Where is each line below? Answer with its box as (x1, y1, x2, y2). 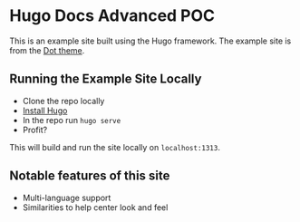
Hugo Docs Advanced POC (9, 5, 216, 26)
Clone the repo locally (22, 95, 105, 106)
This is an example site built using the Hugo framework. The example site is (9, 35, 292, 46)
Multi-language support (22, 192, 111, 203)
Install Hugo (22, 105, 68, 116)
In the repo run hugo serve (22, 114, 121, 125)
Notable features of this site (9, 169, 170, 184)
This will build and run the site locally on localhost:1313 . (9, 141, 220, 152)
